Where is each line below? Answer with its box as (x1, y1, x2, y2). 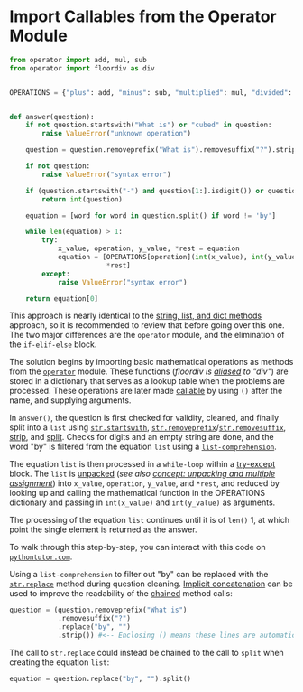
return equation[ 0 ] (25, 294, 99, 304)
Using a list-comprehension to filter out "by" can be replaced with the (9, 569, 269, 580)
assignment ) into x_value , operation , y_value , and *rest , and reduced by (9, 478, 280, 489)
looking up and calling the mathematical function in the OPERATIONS (9, 488, 266, 499)
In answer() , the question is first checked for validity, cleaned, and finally (9, 413, 280, 424)
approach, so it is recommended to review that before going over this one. (9, 320, 286, 331)
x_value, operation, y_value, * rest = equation (57, 244, 241, 254)
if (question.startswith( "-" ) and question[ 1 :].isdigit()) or (25, 186, 264, 195)
